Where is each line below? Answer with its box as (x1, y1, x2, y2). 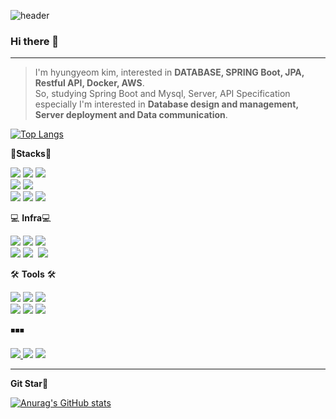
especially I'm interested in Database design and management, (34, 98, 299, 110)
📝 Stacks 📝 (10, 148, 52, 160)
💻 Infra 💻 (10, 212, 52, 224)
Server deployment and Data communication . (34, 109, 228, 121)
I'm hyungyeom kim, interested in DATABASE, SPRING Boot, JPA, (34, 66, 305, 79)
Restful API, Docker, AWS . (34, 77, 145, 89)
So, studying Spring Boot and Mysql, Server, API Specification (34, 88, 291, 100)
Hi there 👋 (10, 34, 60, 48)
